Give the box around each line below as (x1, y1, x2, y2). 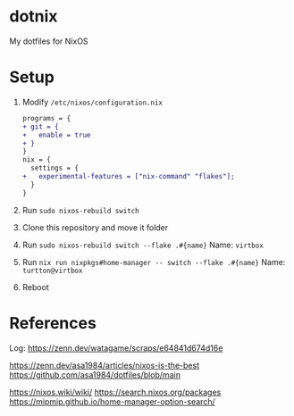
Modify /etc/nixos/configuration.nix (21, 96, 164, 107)
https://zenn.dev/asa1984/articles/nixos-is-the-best (9, 360, 199, 370)
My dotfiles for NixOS (9, 36, 88, 46)
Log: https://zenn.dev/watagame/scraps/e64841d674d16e (9, 342, 223, 354)
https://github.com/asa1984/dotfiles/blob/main (9, 369, 181, 380)
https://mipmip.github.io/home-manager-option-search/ (9, 395, 216, 407)
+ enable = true (21, 130, 91, 139)
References (9, 312, 97, 333)
